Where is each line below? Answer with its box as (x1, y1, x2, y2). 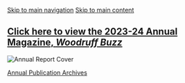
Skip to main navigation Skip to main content (7, 6, 134, 14)
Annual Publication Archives (7, 68, 88, 77)
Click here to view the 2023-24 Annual (7, 26, 178, 37)
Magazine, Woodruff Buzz (7, 37, 123, 48)
